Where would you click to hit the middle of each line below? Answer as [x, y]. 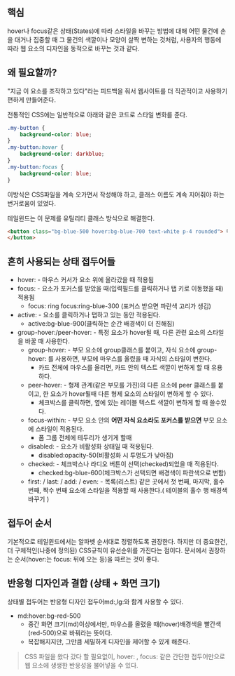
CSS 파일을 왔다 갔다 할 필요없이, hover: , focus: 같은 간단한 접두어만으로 [124, 656]
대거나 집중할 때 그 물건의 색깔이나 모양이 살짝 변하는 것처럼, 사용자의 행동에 [118, 39]
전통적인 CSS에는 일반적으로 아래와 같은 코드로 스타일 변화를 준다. [97, 114]
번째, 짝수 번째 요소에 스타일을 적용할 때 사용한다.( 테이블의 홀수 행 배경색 [128, 491]
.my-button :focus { [36, 167]
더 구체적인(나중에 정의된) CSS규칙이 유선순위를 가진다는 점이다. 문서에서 [107, 550]
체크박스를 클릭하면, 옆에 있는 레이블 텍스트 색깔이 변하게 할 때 [123, 403]
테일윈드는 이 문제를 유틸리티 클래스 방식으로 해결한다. [81, 218]
